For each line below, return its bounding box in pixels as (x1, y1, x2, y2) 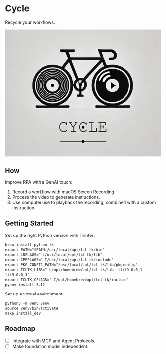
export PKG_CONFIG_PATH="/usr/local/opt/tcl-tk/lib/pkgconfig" (5, 262, 138, 267)
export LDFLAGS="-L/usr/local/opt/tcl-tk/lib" (5, 252, 103, 257)
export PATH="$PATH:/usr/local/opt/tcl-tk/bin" (5, 247, 105, 252)
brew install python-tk (5, 242, 54, 247)
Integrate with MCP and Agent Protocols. (12, 338, 96, 344)
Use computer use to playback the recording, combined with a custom (12, 199, 156, 206)
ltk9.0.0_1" (5, 272, 30, 277)
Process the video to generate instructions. (12, 194, 100, 200)
